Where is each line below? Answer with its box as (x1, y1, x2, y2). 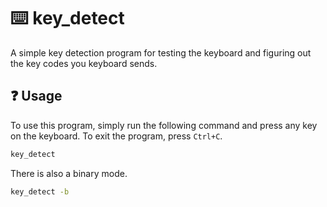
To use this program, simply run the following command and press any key (10, 119, 318, 131)
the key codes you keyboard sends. (10, 57, 158, 69)
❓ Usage (10, 88, 63, 105)
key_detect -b (10, 186, 70, 197)
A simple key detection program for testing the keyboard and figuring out (10, 46, 312, 59)
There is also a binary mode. (10, 167, 128, 179)
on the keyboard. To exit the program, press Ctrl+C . (10, 130, 223, 142)
